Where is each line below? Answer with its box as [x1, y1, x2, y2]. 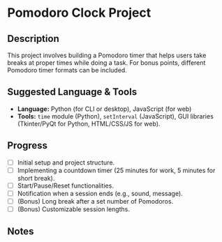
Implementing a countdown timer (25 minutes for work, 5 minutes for [17, 166, 216, 174]
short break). [17, 174, 55, 182]
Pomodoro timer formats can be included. [7, 66, 127, 74]
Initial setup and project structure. [17, 158, 115, 167]
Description [7, 33, 59, 45]
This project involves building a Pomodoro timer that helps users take [7, 51, 207, 59]
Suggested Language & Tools [7, 86, 138, 98]
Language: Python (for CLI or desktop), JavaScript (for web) [17, 105, 192, 113]
